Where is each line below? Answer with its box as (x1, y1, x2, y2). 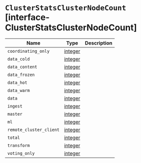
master (7, 111, 23, 117)
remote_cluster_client (7, 127, 59, 133)
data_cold (7, 56, 30, 61)
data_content (7, 64, 38, 70)
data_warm (7, 88, 30, 93)
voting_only (7, 150, 35, 156)
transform (7, 143, 30, 148)
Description (85, 40, 113, 46)
